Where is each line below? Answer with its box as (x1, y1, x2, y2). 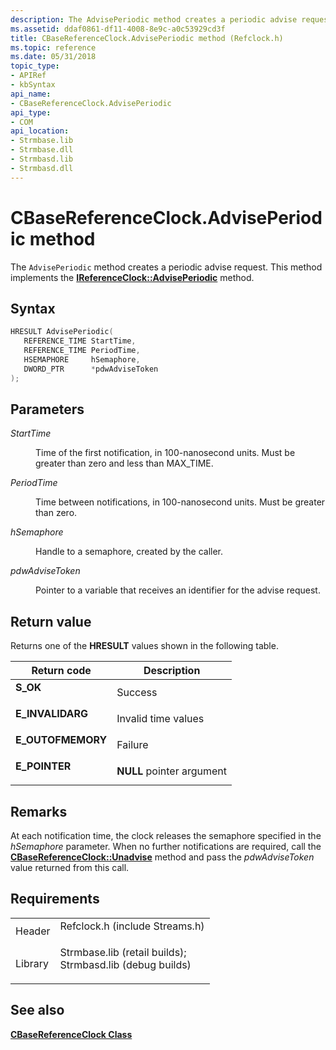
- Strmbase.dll (10, 145, 74, 155)
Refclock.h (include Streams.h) (59, 919, 205, 933)
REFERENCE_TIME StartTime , (23, 336, 137, 346)
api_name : (10, 89, 52, 99)
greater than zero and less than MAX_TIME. (35, 457, 214, 470)
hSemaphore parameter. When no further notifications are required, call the (10, 841, 322, 853)
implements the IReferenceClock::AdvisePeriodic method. (10, 271, 255, 283)
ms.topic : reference (10, 42, 97, 53)
